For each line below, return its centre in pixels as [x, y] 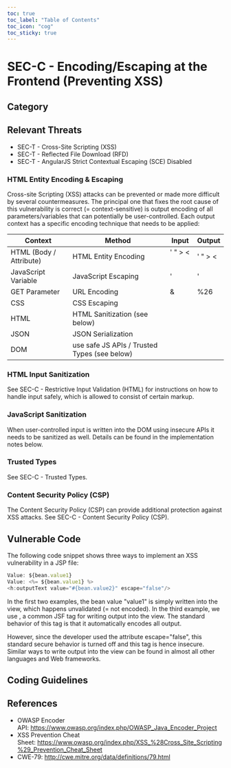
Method [118, 240]
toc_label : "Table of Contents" [53, 20]
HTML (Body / [33, 252]
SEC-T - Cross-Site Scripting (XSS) [67, 147]
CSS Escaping [95, 302]
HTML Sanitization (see [110, 314]
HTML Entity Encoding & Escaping [65, 179]
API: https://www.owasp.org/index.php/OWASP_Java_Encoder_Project [117, 727]
